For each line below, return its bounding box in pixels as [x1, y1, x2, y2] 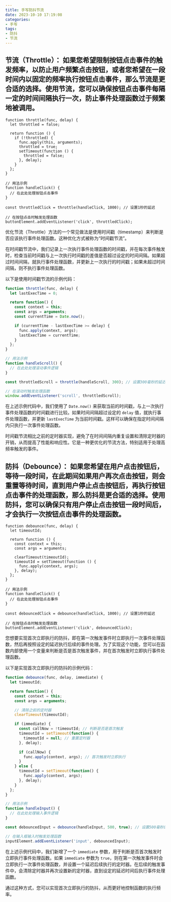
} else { [14, 764, 33, 769]
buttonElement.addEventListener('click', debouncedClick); [5, 625, 133, 631]
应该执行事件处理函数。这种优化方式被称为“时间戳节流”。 [9, 235, 129, 241]
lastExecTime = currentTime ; [18, 333, 81, 338]
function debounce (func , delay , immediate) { [5, 675, 103, 680]
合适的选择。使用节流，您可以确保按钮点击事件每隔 [5, 84, 165, 93]
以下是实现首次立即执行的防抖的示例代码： [5, 665, 94, 671]
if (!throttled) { [14, 135, 53, 140]
